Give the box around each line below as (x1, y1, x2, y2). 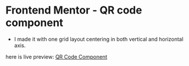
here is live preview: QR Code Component (5, 53, 107, 60)
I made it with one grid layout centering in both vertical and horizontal (14, 35, 184, 42)
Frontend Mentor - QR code (5, 4, 142, 17)
